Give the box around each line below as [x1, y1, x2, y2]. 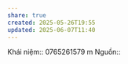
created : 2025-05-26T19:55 [7, 19, 96, 27]
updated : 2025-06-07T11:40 [7, 26, 96, 34]
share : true [7, 11, 46, 20]
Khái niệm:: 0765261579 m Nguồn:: [7, 48, 121, 57]
